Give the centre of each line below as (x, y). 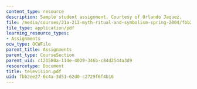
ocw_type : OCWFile (28, 44)
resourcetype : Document (35, 66)
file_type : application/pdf (40, 28)
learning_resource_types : (38, 33)
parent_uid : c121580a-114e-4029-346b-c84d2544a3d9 (69, 60)
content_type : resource (35, 11)
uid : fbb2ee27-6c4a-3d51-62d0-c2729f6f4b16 (60, 77)
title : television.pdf (34, 71)
